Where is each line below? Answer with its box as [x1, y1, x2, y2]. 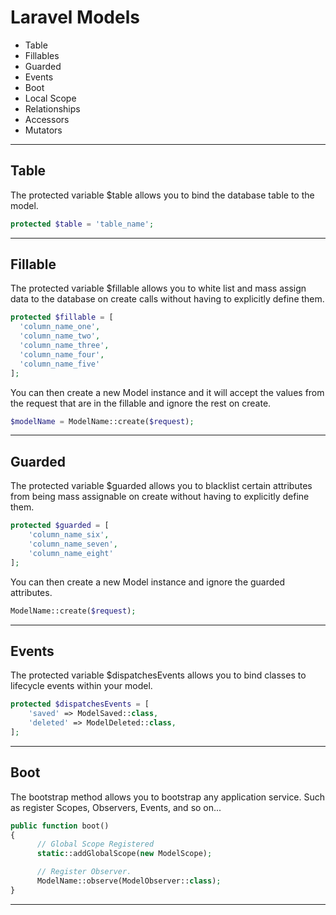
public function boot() [10, 821, 110, 831]
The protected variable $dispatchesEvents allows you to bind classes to [10, 669, 307, 681]
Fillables [24, 49, 60, 61]
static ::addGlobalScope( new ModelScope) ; [36, 849, 213, 859]
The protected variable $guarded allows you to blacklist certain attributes [10, 480, 313, 492]
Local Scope [24, 92, 77, 104]
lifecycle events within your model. [10, 680, 153, 692]
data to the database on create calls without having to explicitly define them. [10, 293, 325, 305]
